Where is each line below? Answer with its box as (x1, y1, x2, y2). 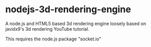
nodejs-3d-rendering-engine (5, 4, 131, 15)
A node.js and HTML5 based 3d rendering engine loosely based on (5, 20, 146, 27)
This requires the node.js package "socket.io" (5, 36, 102, 42)
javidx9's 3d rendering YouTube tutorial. (5, 26, 89, 32)
